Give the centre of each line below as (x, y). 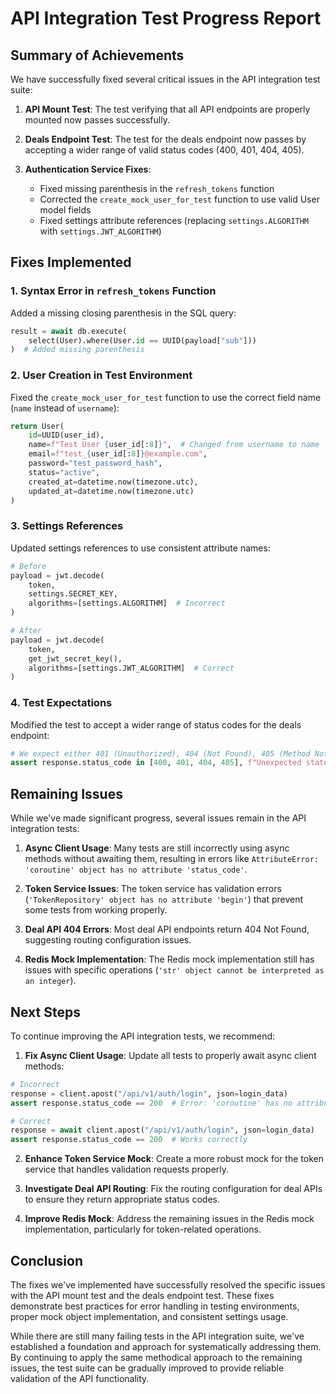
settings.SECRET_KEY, (73, 594)
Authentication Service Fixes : (88, 169)
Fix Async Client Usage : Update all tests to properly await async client (170, 1055)
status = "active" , (64, 472)
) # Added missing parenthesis (77, 350)
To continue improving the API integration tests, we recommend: (143, 1036)
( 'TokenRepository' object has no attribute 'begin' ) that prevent (164, 899)
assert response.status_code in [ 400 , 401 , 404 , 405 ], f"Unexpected (156, 763)
